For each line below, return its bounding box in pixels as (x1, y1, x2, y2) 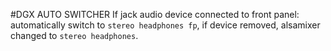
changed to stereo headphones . (10, 30, 139, 41)
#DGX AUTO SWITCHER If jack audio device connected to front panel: (10, 9, 300, 20)
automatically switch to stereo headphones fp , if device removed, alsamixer (10, 19, 321, 31)
